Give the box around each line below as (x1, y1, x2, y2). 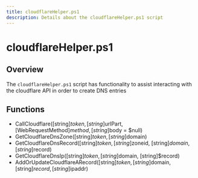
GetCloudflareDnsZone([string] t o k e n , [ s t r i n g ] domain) (14, 133, 147, 141)
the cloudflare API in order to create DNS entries (6, 87, 127, 94)
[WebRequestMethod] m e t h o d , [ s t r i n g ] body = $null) (14, 127, 143, 134)
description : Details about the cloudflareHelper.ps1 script (6, 14, 164, 21)
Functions (6, 104, 45, 115)
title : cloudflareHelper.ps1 (6, 8, 80, 15)
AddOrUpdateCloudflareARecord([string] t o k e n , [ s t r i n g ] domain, (14, 159, 171, 166)
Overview (6, 65, 44, 75)
